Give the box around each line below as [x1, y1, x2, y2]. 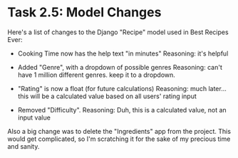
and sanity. [7, 142, 40, 150]
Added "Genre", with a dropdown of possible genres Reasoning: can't [17, 63, 222, 71]
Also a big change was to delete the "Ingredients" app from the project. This [7, 127, 232, 135]
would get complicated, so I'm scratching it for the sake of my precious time [7, 135, 231, 143]
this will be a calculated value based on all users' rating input [17, 92, 197, 100]
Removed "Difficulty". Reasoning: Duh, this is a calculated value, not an [17, 105, 227, 114]
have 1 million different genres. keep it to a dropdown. [17, 70, 176, 79]
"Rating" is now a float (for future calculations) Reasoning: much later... [17, 84, 227, 93]
